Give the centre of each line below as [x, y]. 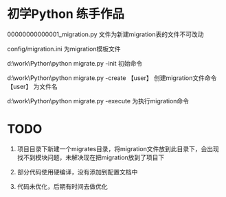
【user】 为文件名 [33, 86]
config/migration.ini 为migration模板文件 [64, 49]
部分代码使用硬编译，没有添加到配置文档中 [77, 172]
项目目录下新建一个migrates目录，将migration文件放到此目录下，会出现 [118, 148]
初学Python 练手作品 [66, 14]
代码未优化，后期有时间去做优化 [62, 186]
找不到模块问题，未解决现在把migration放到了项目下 [91, 157]
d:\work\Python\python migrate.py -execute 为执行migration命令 [98, 101]
